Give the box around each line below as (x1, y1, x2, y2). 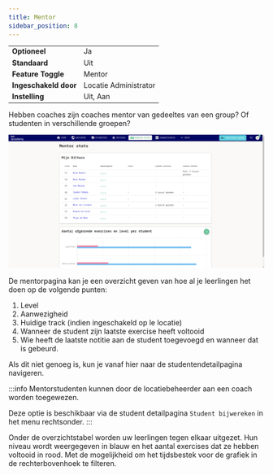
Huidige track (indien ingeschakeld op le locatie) (19, 318, 183, 328)
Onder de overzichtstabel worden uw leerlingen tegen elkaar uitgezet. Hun (8, 433, 258, 442)
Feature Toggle (11, 69, 65, 79)
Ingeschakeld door (11, 81, 77, 89)
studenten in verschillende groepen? (8, 118, 131, 128)
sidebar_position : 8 (8, 21, 79, 30)
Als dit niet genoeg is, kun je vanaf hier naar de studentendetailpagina (8, 360, 243, 369)
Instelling (11, 92, 45, 102)
